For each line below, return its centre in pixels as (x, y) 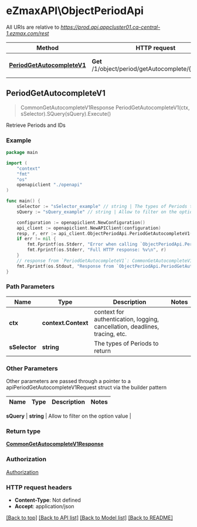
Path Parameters (30, 287)
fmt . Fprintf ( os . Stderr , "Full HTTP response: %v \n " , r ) (97, 250)
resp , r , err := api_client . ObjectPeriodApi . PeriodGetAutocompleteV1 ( (105, 233)
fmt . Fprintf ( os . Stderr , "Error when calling (82, 244)
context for (109, 311)
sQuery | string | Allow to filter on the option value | (69, 416)
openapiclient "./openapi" (50, 185)
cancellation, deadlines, (126, 326)
